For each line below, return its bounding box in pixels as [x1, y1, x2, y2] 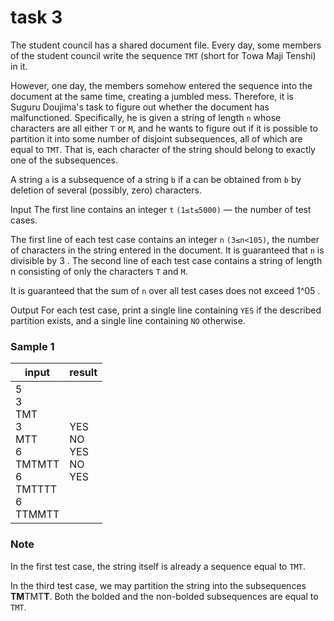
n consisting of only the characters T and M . [10, 265, 188, 277]
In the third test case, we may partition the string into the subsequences [10, 579, 307, 591]
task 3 [10, 6, 63, 29]
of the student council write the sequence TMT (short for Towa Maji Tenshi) [10, 49, 317, 61]
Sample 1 [10, 339, 55, 353]
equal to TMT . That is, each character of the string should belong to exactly [10, 143, 316, 155]
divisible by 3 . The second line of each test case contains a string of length [10, 254, 323, 266]
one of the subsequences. [10, 154, 118, 166]
